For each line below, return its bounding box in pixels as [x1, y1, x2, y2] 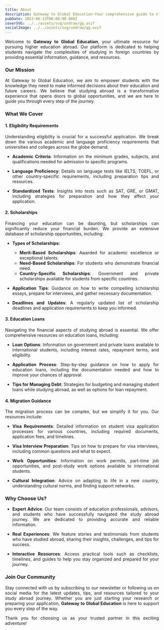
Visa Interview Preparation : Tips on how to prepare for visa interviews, [12, 443, 159, 449]
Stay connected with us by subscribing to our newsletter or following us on [5, 585, 159, 590]
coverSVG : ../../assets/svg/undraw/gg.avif [5, 21, 95, 26]
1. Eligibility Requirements [5, 123, 59, 129]
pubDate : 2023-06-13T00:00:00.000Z [5, 16, 78, 21]
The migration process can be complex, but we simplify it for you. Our [5, 409, 159, 414]
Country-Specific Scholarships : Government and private [19, 270, 159, 276]
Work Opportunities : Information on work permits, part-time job [12, 458, 159, 464]
